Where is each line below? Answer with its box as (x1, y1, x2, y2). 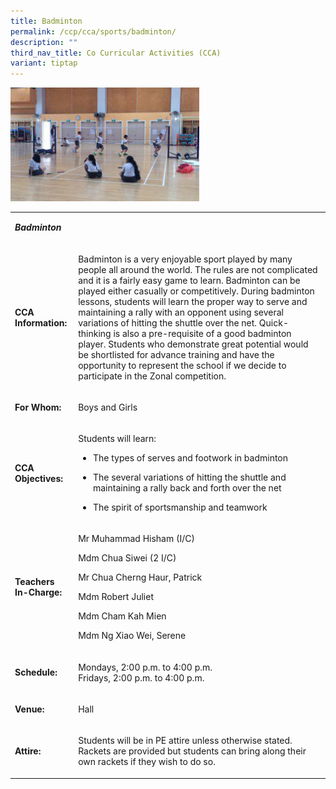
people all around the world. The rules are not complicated (78, 263, 318, 275)
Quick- (258, 316, 290, 329)
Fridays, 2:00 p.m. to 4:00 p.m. (78, 671, 205, 684)
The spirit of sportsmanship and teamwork (92, 501, 268, 514)
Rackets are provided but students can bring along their (78, 745, 307, 757)
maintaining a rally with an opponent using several (78, 306, 284, 318)
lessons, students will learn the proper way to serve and (78, 295, 308, 307)
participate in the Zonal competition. (78, 370, 227, 382)
